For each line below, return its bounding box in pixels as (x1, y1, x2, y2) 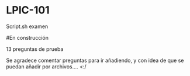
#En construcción (6, 34, 49, 41)
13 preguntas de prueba (6, 45, 64, 53)
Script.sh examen (6, 23, 49, 30)
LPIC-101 (6, 4, 50, 17)
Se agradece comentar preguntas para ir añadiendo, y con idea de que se (6, 57, 184, 64)
